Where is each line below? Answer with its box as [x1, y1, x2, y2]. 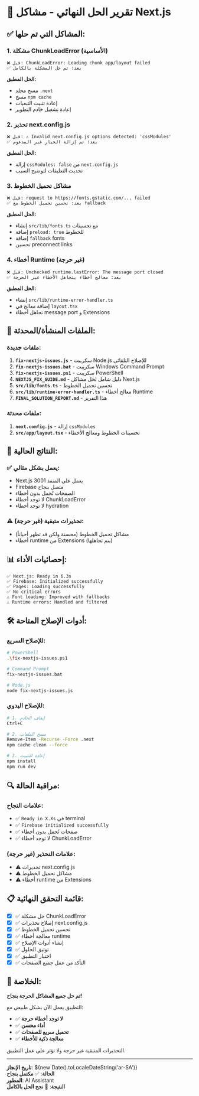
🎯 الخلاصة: [6, 977, 42, 987]
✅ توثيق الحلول [15, 945, 49, 953]
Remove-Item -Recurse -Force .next [6, 736, 94, 743]
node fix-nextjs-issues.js [6, 687, 73, 693]
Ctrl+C [6, 720, 23, 726]
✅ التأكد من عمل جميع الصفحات [15, 959, 86, 966]
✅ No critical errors [6, 589, 61, 595]
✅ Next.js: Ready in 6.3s [6, 573, 71, 579]
